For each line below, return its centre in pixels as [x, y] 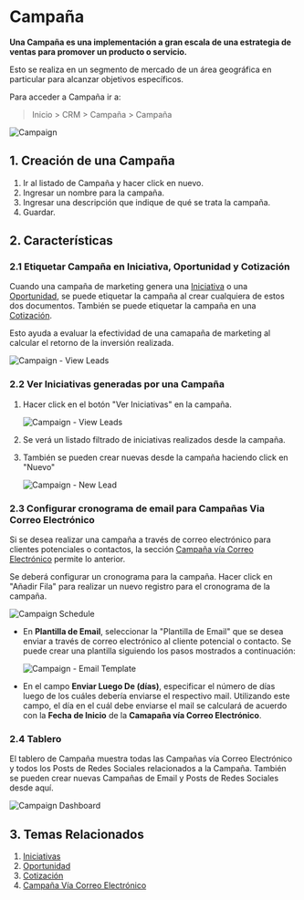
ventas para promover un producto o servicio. [98, 51]
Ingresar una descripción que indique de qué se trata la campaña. [147, 202]
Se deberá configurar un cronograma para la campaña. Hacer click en [141, 577]
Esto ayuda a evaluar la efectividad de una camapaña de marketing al [140, 333]
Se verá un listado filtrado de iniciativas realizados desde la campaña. [154, 439]
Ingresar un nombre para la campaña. [94, 193]
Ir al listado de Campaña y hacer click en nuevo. [113, 183]
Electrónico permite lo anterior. [68, 560]
